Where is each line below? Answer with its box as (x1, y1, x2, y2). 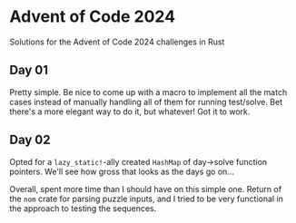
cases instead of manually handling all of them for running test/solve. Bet (9, 96, 283, 107)
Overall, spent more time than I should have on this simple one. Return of (9, 183, 282, 194)
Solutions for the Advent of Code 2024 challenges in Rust (9, 36, 225, 47)
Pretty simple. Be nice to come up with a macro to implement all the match (9, 86, 288, 97)
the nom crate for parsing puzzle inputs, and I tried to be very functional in (9, 193, 284, 204)
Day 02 (9, 132, 52, 148)
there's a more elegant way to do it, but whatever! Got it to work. (9, 106, 251, 117)
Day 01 (9, 63, 48, 78)
